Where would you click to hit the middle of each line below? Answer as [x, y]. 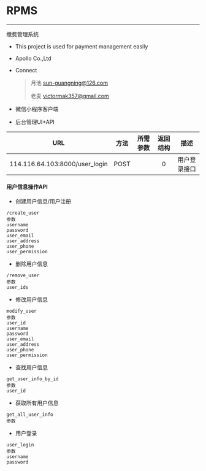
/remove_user [23, 276]
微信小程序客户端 [37, 109]
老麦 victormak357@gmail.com [70, 96]
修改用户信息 [31, 300]
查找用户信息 [31, 367]
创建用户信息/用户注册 [43, 201]
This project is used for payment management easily [82, 46]
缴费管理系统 [22, 34]
